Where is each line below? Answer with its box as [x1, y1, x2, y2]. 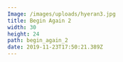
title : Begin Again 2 [7, 17, 72, 24]
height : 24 [7, 30, 40, 38]
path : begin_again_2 [7, 37, 69, 44]
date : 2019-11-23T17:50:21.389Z [7, 43, 103, 51]
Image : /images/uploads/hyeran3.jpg [7, 10, 116, 18]
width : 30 [7, 24, 37, 31]
